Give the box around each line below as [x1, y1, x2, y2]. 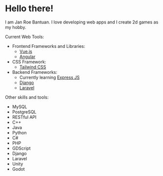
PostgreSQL [12, 109, 37, 115]
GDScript [12, 145, 31, 151]
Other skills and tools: [5, 94, 49, 100]
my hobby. [5, 24, 26, 30]
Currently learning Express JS [19, 74, 80, 80]
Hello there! [5, 3, 54, 14]
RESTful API [12, 114, 37, 120]
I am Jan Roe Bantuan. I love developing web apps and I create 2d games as [5, 19, 159, 25]
